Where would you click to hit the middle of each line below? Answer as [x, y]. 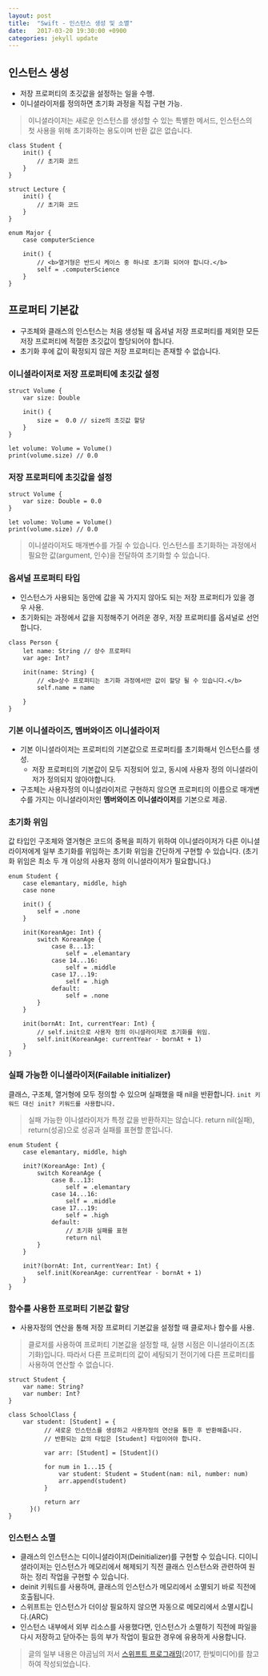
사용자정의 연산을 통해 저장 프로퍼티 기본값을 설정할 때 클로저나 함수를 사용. [137, 1327]
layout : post [30, 16]
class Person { [34, 643]
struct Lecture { [37, 189]
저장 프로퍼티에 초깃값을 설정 [60, 477]
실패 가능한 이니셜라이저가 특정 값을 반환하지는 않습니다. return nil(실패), [141, 1119]
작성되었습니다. [66, 1664]
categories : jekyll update [53, 38]
